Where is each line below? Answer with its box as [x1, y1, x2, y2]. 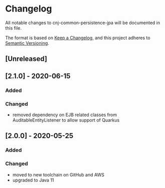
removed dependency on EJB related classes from [12, 112, 117, 118]
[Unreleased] [5, 55, 48, 63]
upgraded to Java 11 [12, 177, 54, 183]
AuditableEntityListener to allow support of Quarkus [12, 117, 120, 123]
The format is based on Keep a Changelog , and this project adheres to [5, 35, 150, 41]
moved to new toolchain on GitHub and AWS [12, 171, 104, 177]
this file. [5, 25, 22, 31]
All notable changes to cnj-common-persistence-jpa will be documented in [5, 20, 160, 26]
